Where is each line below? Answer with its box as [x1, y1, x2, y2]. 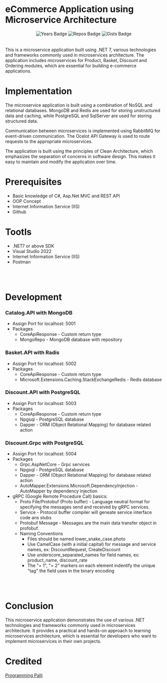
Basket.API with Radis [5, 349, 60, 356]
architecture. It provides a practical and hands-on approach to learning [5, 627, 151, 634]
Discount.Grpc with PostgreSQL [5, 439, 84, 446]
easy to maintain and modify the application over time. [5, 159, 117, 165]
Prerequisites [5, 176, 62, 188]
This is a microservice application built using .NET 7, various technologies [5, 47, 157, 53]
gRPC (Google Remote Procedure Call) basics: [12, 493, 108, 499]
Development [5, 291, 62, 302]
